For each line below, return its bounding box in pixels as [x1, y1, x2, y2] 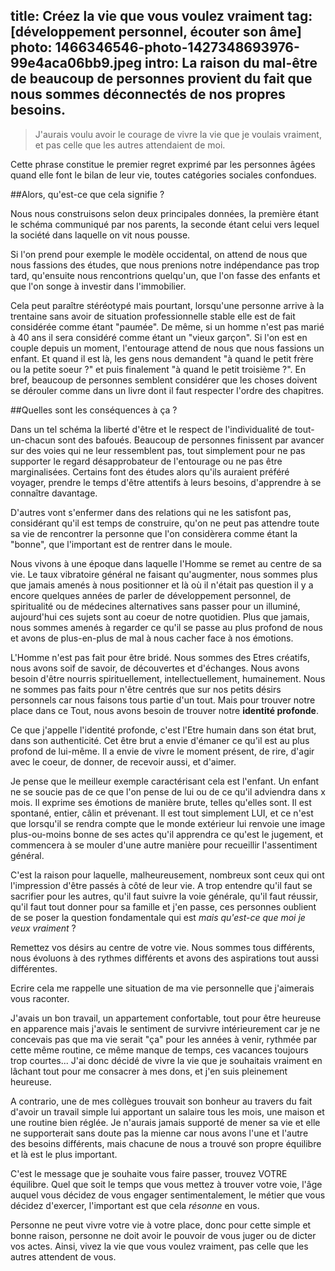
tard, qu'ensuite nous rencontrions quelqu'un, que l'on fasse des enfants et [10, 269, 321, 281]
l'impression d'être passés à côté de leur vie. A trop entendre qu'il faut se [10, 879, 313, 891]
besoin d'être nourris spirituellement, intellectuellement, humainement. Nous [10, 672, 326, 684]
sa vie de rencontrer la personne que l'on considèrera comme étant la [10, 527, 298, 539]
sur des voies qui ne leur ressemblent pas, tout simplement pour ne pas [10, 444, 306, 456]
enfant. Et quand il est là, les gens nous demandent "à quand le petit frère [10, 352, 314, 364]
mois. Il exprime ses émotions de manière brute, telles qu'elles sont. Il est [10, 796, 312, 808]
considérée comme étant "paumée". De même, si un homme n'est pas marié [10, 320, 325, 333]
